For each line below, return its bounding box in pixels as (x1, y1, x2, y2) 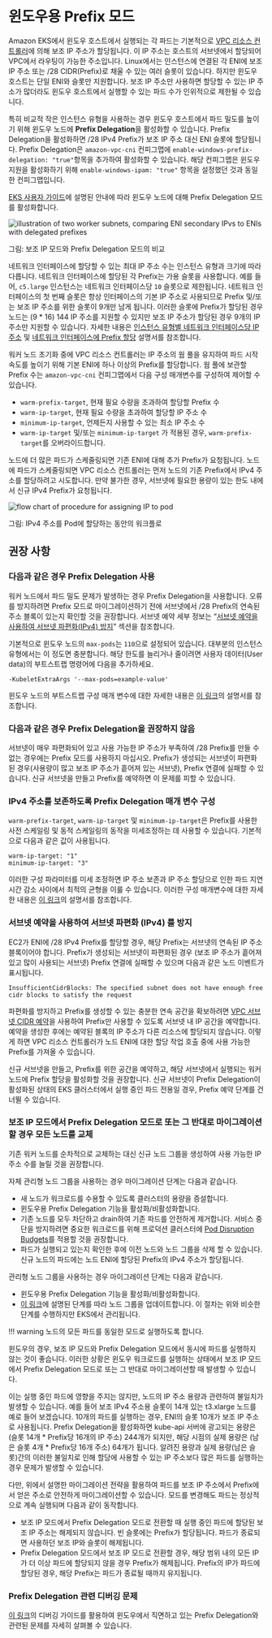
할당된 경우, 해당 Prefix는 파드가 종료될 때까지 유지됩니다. (19, 1568, 203, 1578)
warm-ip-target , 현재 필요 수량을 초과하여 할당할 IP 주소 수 (19, 407, 208, 417)
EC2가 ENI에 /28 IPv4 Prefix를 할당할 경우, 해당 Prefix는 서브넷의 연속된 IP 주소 (8, 937, 263, 947)
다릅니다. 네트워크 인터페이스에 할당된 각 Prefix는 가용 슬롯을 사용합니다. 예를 (8, 271, 253, 281)
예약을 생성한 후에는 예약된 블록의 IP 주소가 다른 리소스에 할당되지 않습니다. (8, 1026, 247, 1036)
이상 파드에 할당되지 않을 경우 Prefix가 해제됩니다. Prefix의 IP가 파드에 (37, 1558, 261, 1567)
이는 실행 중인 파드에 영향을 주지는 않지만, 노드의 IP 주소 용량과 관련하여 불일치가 (8, 1391, 264, 1401)
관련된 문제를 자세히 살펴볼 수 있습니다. (8, 1621, 132, 1631)
